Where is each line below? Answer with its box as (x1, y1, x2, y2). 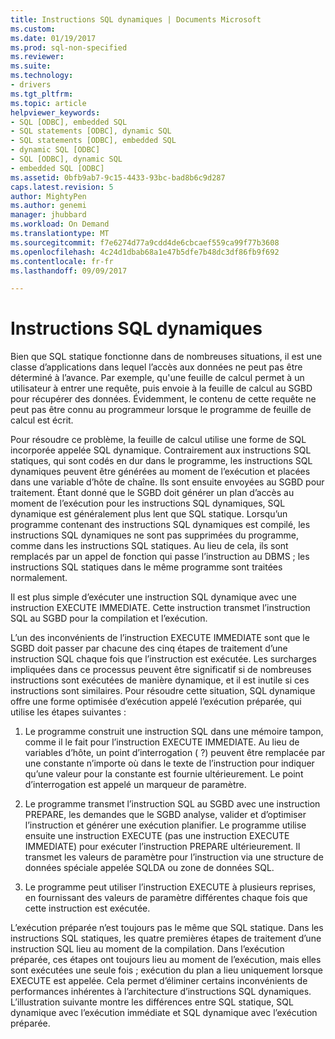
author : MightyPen (10, 191, 87, 201)
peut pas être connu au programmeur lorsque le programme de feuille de (10, 404, 312, 416)
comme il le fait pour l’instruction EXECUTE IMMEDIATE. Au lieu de (24, 736, 300, 748)
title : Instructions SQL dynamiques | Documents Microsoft (10, 14, 262, 25)
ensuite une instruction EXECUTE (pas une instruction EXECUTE (24, 830, 290, 842)
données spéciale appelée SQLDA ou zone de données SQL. (24, 862, 275, 874)
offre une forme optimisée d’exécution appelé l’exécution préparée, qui (10, 696, 302, 708)
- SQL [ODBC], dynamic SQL (10, 154, 123, 164)
